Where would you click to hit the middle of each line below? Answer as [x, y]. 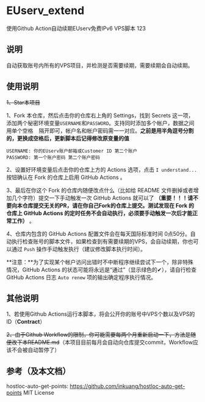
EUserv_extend [45, 11]
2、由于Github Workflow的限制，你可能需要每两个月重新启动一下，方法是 [99, 335]
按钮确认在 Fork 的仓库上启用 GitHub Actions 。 [66, 177]
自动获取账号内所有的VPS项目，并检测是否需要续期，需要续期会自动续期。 [100, 65]
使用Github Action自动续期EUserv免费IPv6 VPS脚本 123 [76, 28]
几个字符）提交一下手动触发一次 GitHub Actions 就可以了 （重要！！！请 [102, 198]
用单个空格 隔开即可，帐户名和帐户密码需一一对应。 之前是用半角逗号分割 [100, 130]
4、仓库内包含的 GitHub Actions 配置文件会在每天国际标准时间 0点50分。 [99, 233]
